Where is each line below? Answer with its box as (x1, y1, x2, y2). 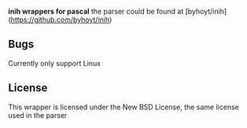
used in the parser (8, 110, 68, 120)
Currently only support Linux (8, 58, 101, 68)
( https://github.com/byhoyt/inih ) (8, 15, 112, 24)
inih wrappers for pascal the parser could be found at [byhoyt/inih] (8, 7, 227, 16)
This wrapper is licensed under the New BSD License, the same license (8, 102, 240, 112)
